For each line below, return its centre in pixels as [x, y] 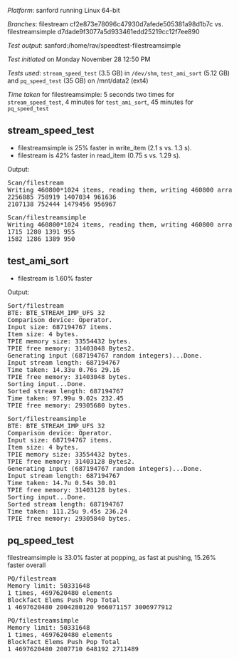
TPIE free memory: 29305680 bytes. [69, 405]
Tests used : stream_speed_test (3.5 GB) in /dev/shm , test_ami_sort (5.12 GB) [118, 73]
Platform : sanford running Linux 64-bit [64, 10]
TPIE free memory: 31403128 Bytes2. [71, 461]
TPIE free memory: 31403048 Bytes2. [71, 348]
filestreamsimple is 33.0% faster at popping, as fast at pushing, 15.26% [112, 558]
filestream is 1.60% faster [55, 278]
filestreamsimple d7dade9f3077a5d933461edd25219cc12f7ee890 [104, 32]
